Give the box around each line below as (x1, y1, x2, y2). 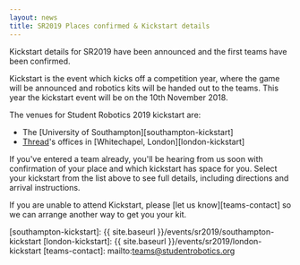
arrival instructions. (9, 182, 81, 192)
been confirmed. (9, 56, 71, 66)
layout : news (9, 13, 58, 22)
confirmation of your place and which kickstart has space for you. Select (9, 163, 278, 174)
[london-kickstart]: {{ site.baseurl (43, 235, 167, 246)
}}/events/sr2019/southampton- (157, 226, 275, 237)
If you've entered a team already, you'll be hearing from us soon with (9, 153, 264, 164)
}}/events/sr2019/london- (167, 235, 262, 246)
